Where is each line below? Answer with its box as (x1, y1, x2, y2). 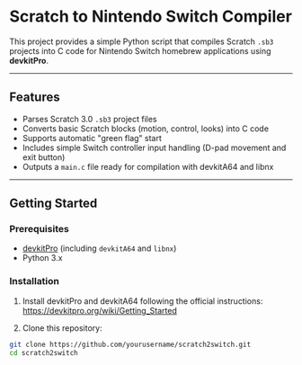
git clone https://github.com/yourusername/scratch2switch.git (9, 340, 252, 349)
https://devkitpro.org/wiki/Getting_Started (22, 305, 177, 316)
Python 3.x (22, 253, 63, 263)
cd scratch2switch (9, 348, 78, 357)
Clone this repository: (22, 322, 102, 334)
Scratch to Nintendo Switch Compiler (9, 6, 292, 27)
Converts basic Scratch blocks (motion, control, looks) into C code (22, 123, 270, 134)
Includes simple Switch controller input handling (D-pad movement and (22, 142, 287, 153)
